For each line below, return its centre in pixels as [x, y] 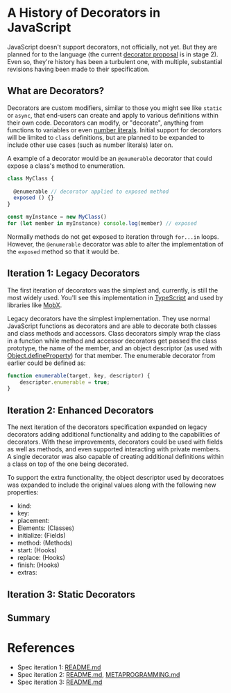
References [41, 648]
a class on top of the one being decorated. [68, 464]
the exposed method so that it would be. [63, 251]
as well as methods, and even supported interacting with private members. [114, 449]
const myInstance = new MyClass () [57, 217]
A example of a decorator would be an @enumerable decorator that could [110, 158]
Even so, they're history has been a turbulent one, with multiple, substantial [115, 61]
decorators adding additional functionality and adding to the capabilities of [114, 435]
